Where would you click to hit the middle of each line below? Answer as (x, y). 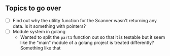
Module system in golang (39, 31)
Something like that (40, 48)
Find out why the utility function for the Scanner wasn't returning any (85, 20)
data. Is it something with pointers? (49, 26)
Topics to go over (33, 8)
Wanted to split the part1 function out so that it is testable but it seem (93, 37)
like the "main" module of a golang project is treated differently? (87, 42)
